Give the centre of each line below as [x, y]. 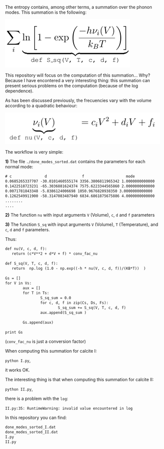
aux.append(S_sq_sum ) [63, 313]
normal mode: [19, 167]
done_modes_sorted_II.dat [31, 432]
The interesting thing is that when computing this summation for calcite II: [79, 380]
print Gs [14, 333]
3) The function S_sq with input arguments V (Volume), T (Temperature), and [82, 224]
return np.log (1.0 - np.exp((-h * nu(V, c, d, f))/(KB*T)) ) [79, 269]
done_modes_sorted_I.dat [30, 427]
